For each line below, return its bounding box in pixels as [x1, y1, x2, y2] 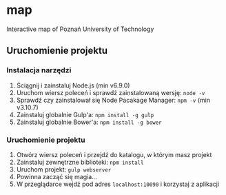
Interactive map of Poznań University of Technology [6, 25, 154, 33]
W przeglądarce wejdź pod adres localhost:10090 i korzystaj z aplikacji [16, 180, 220, 188]
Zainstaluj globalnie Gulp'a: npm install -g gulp [16, 110, 154, 119]
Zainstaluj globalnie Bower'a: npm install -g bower [16, 118, 163, 126]
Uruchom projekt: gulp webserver [16, 165, 112, 174]
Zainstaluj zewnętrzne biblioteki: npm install [16, 158, 144, 166]
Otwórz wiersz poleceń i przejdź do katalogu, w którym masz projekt [16, 150, 212, 158]
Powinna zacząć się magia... [16, 172, 97, 181]
